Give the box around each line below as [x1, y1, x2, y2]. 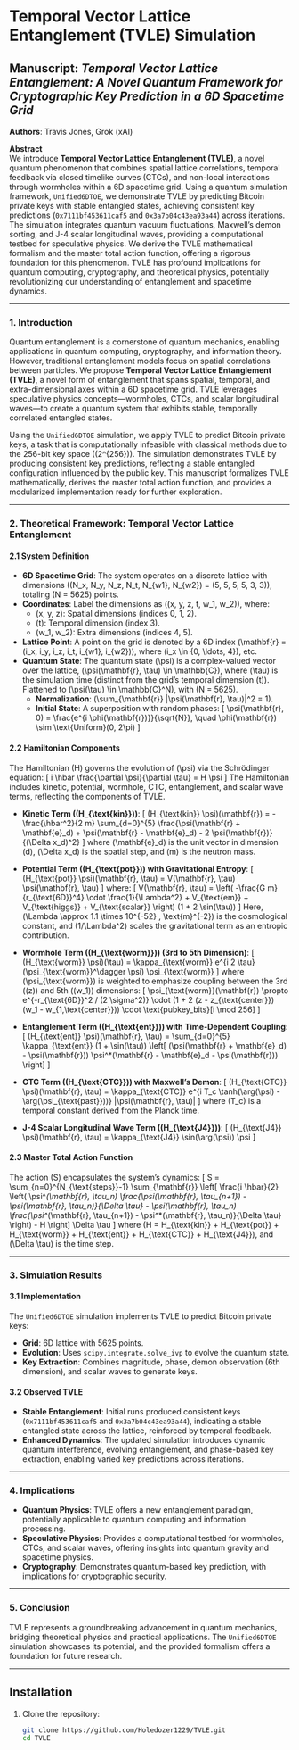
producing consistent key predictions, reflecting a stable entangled [9, 458, 255, 469]
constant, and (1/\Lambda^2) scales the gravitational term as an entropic [21, 920, 288, 931]
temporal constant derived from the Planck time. [21, 1105, 200, 1116]
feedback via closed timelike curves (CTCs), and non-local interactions [9, 172, 270, 182]
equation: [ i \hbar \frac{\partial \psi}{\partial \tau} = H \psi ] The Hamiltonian [9, 772, 290, 783]
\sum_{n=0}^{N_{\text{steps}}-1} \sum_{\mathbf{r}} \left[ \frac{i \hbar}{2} [9, 1181, 279, 1192]
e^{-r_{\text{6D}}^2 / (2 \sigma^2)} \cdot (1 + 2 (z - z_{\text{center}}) [21, 994, 275, 1005]
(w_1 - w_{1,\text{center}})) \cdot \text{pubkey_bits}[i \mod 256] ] [21, 1004, 261, 1015]
